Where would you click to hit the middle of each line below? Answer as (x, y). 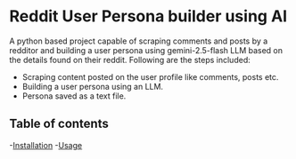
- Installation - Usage (46, 145)
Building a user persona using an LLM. (92, 86)
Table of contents (59, 124)
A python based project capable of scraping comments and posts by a (139, 41)
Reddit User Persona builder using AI (148, 16)
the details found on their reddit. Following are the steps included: (130, 60)
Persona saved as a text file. (74, 96)
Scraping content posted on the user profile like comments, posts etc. (150, 76)
